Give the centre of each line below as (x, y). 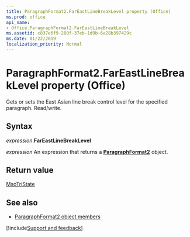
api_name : (18, 22)
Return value (30, 170)
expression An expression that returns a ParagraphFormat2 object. (87, 152)
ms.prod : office (26, 17)
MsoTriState (20, 184)
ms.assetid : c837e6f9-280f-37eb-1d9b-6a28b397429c (69, 33)
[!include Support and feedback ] (44, 228)
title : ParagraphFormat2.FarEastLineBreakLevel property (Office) (89, 11)
